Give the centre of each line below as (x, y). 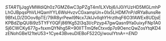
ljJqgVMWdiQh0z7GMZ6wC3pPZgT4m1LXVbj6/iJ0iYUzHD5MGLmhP (90, 7)
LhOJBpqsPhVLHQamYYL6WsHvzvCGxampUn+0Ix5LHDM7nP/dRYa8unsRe (83, 12)
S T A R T (12, 7)
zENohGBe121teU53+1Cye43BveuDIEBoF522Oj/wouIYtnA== (67, 33)
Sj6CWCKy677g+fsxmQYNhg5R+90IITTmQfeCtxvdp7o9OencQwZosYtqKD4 (83, 28)
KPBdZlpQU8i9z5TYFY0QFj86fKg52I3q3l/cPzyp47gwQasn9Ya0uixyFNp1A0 (83, 23)
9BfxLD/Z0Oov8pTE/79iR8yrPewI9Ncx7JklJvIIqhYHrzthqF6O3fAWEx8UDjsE (83, 18)
